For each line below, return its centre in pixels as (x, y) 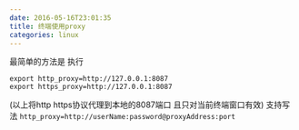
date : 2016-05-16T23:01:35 (60, 18)
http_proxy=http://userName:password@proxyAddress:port (128, 117)
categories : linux (44, 35)
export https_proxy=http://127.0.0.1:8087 (91, 87)
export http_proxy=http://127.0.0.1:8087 (89, 79)
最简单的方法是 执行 (46, 62)
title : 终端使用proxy (48, 26)
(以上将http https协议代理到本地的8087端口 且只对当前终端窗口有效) (137, 105)
